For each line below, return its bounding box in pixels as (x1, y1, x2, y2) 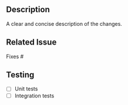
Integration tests (14, 92, 55, 99)
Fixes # (6, 53, 24, 60)
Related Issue (6, 38, 57, 48)
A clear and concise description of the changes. (6, 20, 122, 27)
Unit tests (14, 85, 38, 93)
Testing (6, 70, 35, 80)
